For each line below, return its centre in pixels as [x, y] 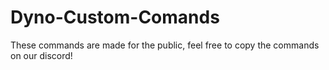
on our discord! [41, 55]
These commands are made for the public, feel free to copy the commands [165, 45]
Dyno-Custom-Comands [115, 17]
